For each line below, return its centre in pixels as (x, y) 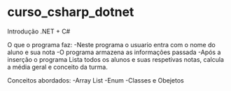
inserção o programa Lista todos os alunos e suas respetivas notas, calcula (115, 59)
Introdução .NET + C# (39, 31)
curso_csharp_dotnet (71, 12)
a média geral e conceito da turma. (58, 67)
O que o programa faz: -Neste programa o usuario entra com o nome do (111, 44)
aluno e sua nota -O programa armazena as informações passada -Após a (114, 52)
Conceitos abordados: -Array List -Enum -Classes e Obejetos (96, 80)
